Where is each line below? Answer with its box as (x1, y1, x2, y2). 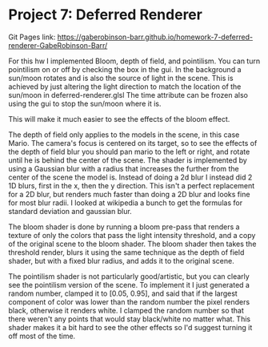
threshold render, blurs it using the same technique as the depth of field (8, 247, 245, 257)
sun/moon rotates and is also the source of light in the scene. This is (8, 73, 234, 83)
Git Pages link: (8, 32, 56, 42)
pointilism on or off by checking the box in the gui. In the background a (8, 64, 242, 74)
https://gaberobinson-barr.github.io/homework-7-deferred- (57, 32, 254, 42)
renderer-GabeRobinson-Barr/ (8, 40, 108, 50)
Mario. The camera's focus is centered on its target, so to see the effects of (8, 138, 258, 147)
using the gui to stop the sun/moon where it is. (8, 99, 162, 108)
